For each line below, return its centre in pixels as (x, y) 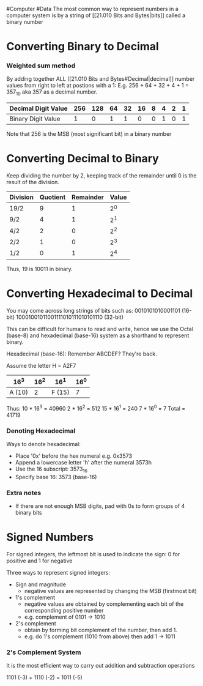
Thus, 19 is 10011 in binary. (40, 269)
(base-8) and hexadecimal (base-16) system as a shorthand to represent (98, 335)
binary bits (28, 513)
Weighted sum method (41, 65)
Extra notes (24, 493)
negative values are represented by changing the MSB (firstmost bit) (110, 591)
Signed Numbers (50, 537)
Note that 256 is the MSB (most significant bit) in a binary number (89, 134)
